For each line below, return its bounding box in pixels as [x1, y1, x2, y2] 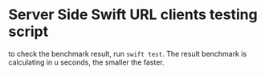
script [8, 22, 49, 41]
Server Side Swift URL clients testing [8, 6, 259, 24]
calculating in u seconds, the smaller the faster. [8, 57, 165, 67]
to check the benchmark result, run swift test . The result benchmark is [8, 49, 247, 58]
